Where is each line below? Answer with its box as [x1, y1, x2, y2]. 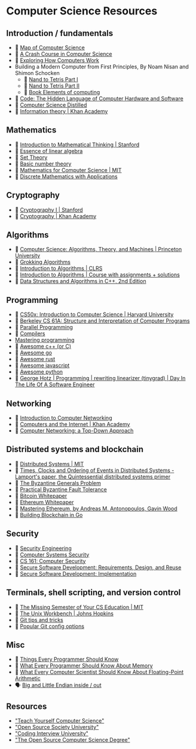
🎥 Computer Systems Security [14, 551, 90, 558]
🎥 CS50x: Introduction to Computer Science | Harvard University [14, 311, 174, 318]
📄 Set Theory [14, 154, 48, 161]
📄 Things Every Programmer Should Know [14, 655, 119, 663]
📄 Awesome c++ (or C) [14, 343, 72, 350]
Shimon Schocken [14, 70, 60, 76]
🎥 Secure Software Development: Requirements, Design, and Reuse [14, 564, 182, 571]
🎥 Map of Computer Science [14, 44, 85, 51]
